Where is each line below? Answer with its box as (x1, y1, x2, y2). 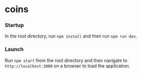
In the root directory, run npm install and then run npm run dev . (5, 33, 137, 39)
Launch (5, 46, 24, 53)
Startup (5, 22, 24, 29)
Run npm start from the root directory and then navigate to (5, 57, 128, 63)
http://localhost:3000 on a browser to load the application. (5, 62, 130, 69)
